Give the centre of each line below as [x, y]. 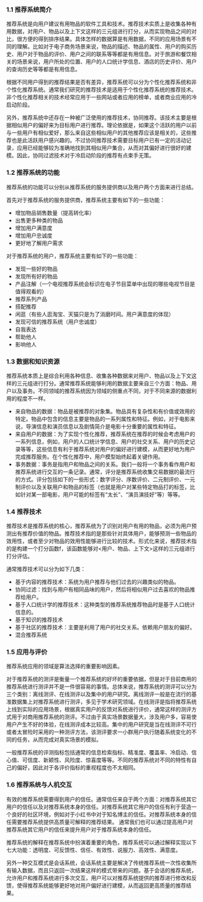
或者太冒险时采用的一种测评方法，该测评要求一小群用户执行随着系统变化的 [99, 732]
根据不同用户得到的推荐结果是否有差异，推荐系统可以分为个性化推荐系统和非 [101, 82]
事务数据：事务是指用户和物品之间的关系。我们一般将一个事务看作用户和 [105, 464]
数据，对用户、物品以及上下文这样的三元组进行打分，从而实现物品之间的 [101, 31]
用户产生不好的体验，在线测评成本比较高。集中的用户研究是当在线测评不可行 [101, 725]
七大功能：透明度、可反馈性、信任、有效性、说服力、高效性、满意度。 [94, 850]
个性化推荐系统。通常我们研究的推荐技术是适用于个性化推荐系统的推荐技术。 [101, 90]
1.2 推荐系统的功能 [33, 172]
